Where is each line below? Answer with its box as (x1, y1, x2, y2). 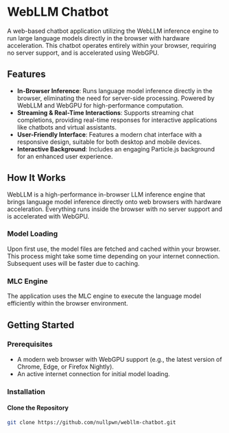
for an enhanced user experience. (16, 152, 113, 160)
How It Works (7, 172, 67, 184)
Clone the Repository (7, 404, 69, 412)
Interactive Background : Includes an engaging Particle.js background (16, 145, 215, 153)
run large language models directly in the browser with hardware (7, 34, 190, 42)
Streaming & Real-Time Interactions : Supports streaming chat (16, 108, 194, 116)
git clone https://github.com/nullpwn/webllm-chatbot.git (7, 419, 176, 425)
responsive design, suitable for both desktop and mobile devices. (16, 138, 202, 146)
